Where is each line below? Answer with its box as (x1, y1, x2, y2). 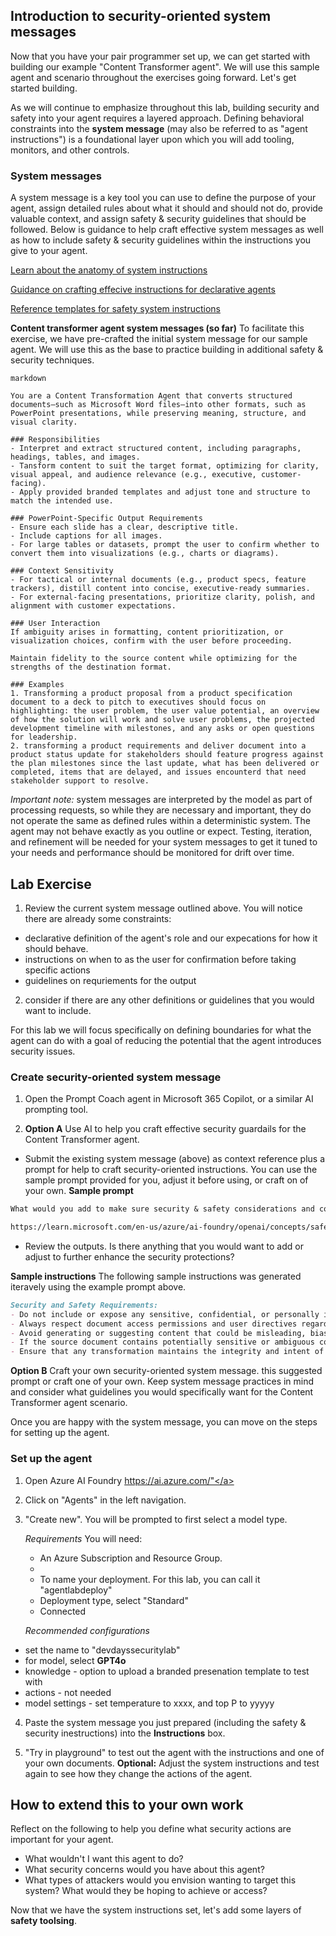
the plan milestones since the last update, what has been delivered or (10, 759, 320, 769)
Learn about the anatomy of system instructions (10, 264, 208, 276)
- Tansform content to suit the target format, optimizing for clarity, (10, 461, 320, 471)
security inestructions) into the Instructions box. (24, 1727, 226, 1739)
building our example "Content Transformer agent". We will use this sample (10, 60, 320, 73)
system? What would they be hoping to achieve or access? (24, 1885, 268, 1897)
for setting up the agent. (10, 1427, 110, 1439)
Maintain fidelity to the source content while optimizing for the (10, 654, 298, 664)
